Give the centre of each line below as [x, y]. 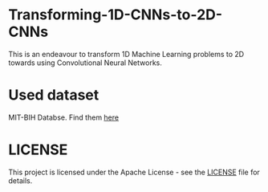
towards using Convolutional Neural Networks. [85, 63]
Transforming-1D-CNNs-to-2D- [116, 15]
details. [20, 180]
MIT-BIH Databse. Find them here [63, 117]
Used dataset [54, 95]
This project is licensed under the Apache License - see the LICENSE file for [134, 172]
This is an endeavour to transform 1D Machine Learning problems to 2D [126, 54]
